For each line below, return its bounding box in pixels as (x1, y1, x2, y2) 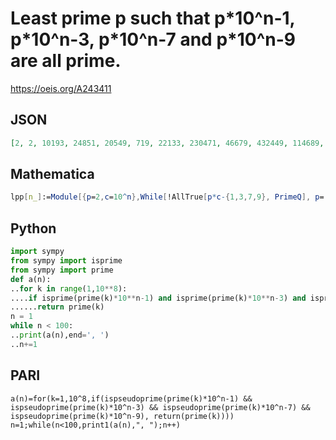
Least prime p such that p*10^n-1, (10, 7, 296, 30)
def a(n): (10, 274, 52, 284)
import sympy (10, 247, 65, 257)
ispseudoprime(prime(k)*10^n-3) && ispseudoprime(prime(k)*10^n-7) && (10, 402, 311, 412)
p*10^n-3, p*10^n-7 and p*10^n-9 (10, 28, 296, 51)
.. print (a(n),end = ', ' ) (10, 330, 110, 340)
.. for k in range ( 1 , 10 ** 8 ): (10, 283, 128, 294)
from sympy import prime (10, 265, 114, 275)
